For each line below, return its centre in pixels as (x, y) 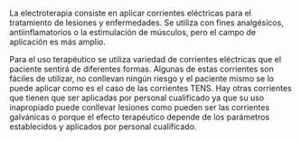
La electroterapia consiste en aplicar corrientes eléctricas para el (130, 13)
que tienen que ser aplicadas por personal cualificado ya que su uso (137, 98)
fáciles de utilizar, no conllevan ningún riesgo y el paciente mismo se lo (141, 79)
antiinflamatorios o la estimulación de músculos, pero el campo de (133, 32)
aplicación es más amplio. (58, 42)
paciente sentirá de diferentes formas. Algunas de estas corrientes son (141, 69)
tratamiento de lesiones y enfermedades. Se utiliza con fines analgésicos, (147, 23)
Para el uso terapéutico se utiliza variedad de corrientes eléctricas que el (146, 59)
